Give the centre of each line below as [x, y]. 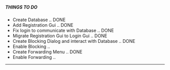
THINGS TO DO [22, 7]
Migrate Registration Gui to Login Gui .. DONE [60, 36]
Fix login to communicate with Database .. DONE [63, 30]
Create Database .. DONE [39, 20]
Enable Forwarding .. [34, 57]
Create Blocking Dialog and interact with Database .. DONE [74, 41]
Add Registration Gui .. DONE [43, 25]
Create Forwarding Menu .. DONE [47, 52]
